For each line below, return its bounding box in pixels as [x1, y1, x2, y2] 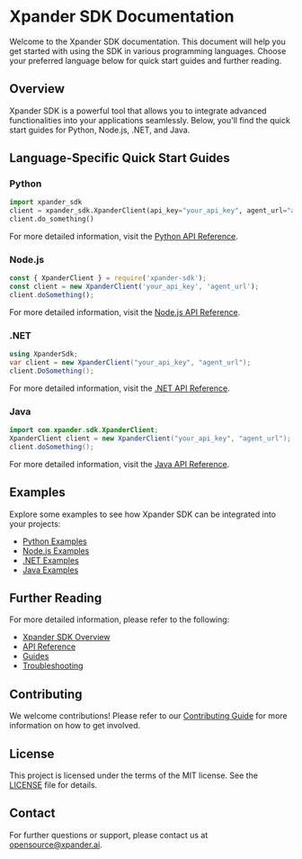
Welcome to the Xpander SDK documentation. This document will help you [9, 36, 286, 47]
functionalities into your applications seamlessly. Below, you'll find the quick [9, 114, 290, 125]
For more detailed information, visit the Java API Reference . [9, 458, 230, 469]
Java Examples [22, 565, 79, 575]
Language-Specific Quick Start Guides [9, 150, 231, 166]
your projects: [9, 518, 61, 529]
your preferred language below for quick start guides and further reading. [9, 55, 282, 66]
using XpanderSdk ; [9, 349, 78, 359]
